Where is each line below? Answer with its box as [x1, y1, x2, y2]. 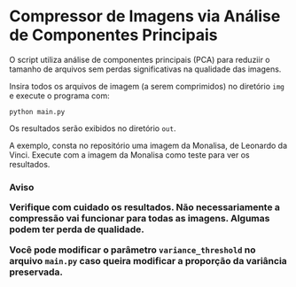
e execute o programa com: [9, 90, 111, 101]
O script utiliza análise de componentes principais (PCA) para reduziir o [9, 54, 270, 65]
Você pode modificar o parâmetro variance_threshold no [9, 244, 256, 256]
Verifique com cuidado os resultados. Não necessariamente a [9, 201, 281, 213]
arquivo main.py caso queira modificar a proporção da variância [9, 254, 288, 267]
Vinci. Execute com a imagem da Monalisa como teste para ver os [9, 149, 250, 160]
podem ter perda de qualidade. [9, 223, 144, 236]
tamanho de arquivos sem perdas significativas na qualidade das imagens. [9, 64, 282, 74]
